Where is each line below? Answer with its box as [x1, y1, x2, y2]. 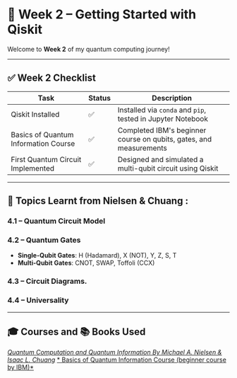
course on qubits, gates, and [117, 134, 212, 144]
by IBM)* [7, 363, 34, 372]
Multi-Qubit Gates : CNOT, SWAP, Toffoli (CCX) [17, 258, 155, 268]
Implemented [11, 163, 55, 173]
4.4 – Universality [7, 295, 69, 305]
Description [151, 93, 193, 103]
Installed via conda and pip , [117, 105, 207, 115]
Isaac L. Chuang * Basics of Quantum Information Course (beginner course [7, 355, 227, 364]
